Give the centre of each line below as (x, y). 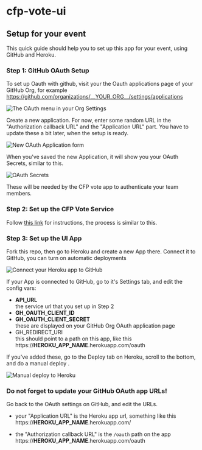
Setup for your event (46, 34)
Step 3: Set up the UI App (44, 238)
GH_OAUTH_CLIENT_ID (45, 312)
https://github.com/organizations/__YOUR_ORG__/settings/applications (95, 97)
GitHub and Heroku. (31, 55)
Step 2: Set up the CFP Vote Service (60, 209)
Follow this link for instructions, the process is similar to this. (82, 222)
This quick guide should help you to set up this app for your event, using (97, 48)
